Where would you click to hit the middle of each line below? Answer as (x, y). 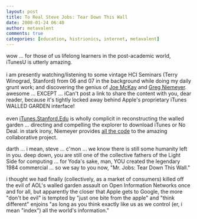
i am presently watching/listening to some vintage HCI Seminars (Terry (92, 75)
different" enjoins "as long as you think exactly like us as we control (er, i (94, 204)
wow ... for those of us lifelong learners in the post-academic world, (88, 56)
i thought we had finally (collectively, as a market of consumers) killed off (95, 179)
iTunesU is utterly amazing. (39, 62)
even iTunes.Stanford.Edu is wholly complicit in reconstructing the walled (95, 118)
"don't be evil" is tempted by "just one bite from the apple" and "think (91, 198)
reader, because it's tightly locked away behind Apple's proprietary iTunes (96, 100)
